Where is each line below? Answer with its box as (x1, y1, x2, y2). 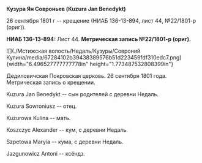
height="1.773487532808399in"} (89, 61, 174, 67)
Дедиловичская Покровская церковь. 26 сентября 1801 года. (6, 72, 167, 79)
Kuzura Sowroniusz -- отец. (6, 102, 77, 110)
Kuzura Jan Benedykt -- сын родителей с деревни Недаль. (6, 91, 159, 97)
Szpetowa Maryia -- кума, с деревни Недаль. (6, 138, 124, 145)
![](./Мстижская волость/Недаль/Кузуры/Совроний (6, 47, 141, 55)
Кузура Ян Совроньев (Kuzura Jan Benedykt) (6, 6, 127, 12)
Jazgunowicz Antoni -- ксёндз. (6, 150, 86, 157)
